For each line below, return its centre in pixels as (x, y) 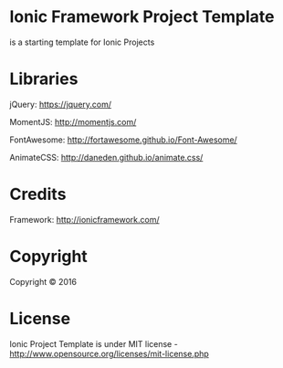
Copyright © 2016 (43, 281)
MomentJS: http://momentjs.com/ (73, 121)
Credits (38, 195)
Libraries (44, 79)
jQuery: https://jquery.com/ (61, 104)
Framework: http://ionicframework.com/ (84, 219)
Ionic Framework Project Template (142, 17)
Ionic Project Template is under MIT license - (94, 343)
